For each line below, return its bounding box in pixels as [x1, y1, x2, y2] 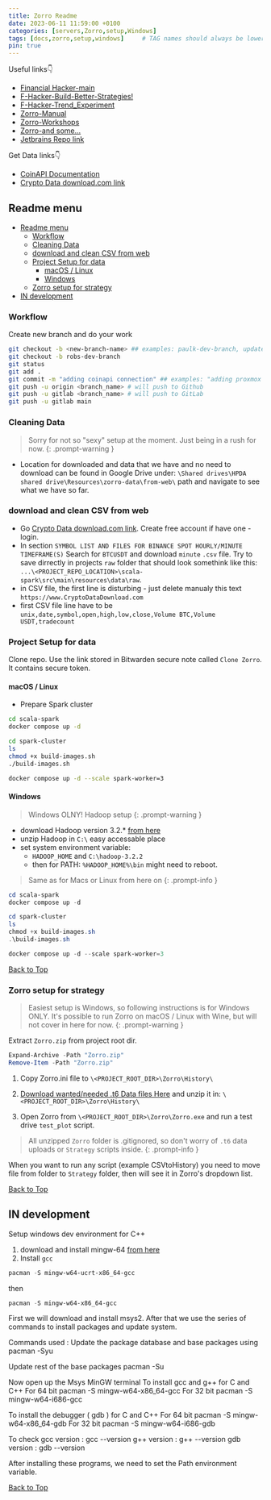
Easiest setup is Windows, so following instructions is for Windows [27, 1003, 250, 1013]
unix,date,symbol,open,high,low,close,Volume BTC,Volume [19, 610, 216, 619]
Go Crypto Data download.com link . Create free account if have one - [19, 523, 252, 533]
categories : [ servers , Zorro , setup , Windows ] [8, 27, 157, 35]
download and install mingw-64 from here [19, 1244, 160, 1254]
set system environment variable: [19, 842, 131, 852]
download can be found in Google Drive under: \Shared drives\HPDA [19, 468, 247, 477]
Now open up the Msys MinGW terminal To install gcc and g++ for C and [8, 1377, 250, 1387]
